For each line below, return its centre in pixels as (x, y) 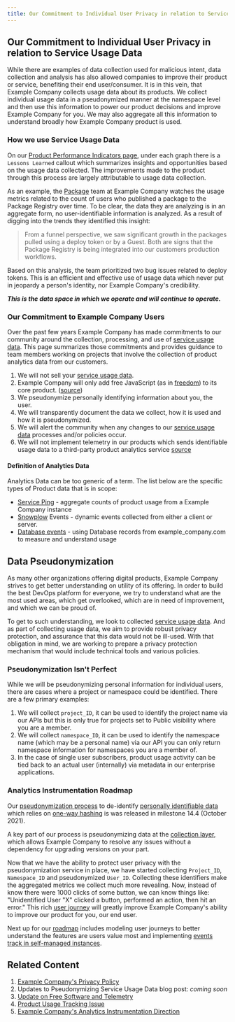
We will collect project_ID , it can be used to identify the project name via (122, 713)
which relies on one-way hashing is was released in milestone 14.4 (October (117, 813)
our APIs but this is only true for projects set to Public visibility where (116, 721)
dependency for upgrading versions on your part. (78, 849)
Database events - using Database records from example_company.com (121, 532)
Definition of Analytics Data (48, 465)
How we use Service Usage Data (64, 140)
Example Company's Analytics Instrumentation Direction (99, 1012)
